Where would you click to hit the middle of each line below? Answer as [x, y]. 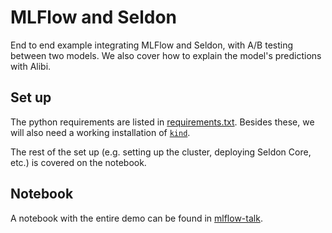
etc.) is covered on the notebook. [78, 162]
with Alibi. [31, 66]
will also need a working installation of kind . [100, 132]
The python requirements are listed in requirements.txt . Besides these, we [162, 122]
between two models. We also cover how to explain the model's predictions [166, 55]
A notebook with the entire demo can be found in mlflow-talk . [136, 218]
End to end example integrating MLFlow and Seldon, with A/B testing [152, 45]
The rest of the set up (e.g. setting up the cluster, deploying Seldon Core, [161, 152]
